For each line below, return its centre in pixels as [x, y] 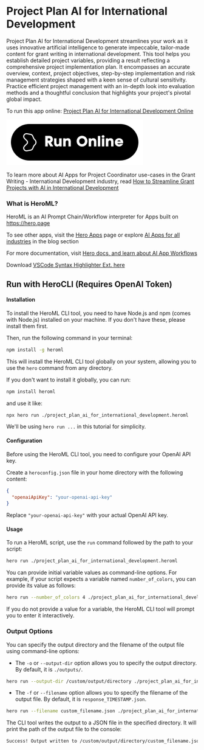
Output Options [29, 631]
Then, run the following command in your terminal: [70, 338]
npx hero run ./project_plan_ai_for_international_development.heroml [97, 415]
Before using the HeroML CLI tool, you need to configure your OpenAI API [99, 454]
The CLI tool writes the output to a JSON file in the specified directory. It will [101, 723]
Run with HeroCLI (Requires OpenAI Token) [89, 284]
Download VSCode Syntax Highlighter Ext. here [66, 265]
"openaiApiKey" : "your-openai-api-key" [62, 497]
